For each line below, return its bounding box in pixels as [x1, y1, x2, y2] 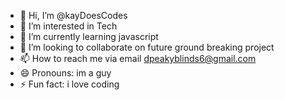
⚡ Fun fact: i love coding [19, 78, 120, 90]
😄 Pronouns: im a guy [19, 67, 112, 79]
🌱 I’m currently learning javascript [19, 31, 159, 42]
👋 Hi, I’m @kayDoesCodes [19, 10, 128, 21]
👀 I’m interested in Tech [19, 20, 118, 32]
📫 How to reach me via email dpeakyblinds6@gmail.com [19, 53, 257, 64]
